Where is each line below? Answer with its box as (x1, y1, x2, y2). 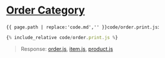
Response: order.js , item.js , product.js (20, 45, 113, 52)
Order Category (6, 4, 85, 17)
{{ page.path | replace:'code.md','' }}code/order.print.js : (6, 23, 160, 30)
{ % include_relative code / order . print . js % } (6, 34, 118, 40)
